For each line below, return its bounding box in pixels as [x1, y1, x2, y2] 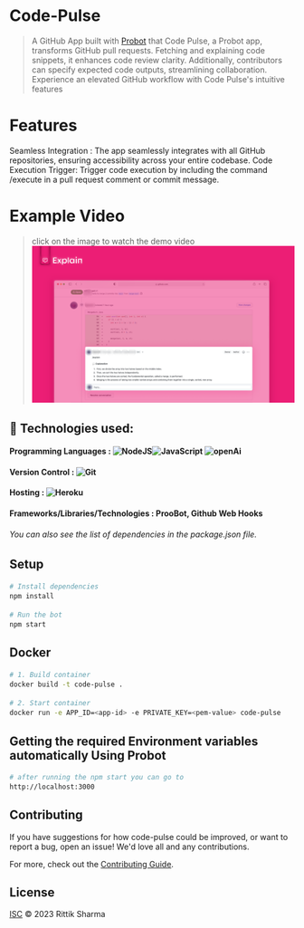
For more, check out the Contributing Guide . [9, 858, 175, 869]
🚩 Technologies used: [9, 420, 134, 435]
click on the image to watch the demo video [31, 235, 195, 246]
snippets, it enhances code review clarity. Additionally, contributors [31, 54, 283, 65]
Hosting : [9, 487, 45, 498]
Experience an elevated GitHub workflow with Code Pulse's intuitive [31, 73, 285, 84]
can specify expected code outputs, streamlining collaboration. [31, 64, 268, 75]
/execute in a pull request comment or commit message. [9, 174, 220, 185]
